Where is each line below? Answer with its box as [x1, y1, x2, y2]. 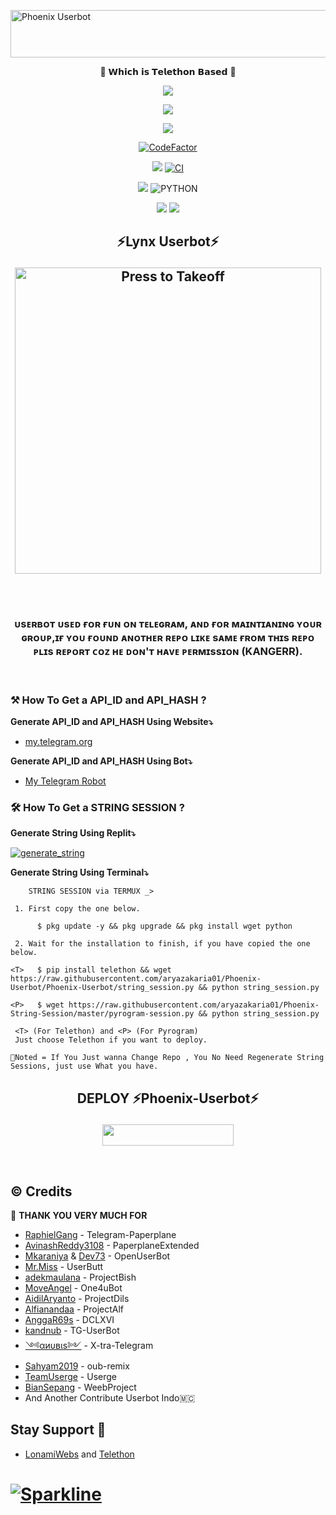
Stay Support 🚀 [10, 1421, 107, 1439]
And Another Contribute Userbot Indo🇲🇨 [24, 1391, 196, 1404]
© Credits [10, 1183, 73, 1200]
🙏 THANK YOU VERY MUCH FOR [10, 1209, 148, 1221]
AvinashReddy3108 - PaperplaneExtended [24, 1239, 200, 1251]
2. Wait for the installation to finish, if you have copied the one [14, 939, 311, 949]
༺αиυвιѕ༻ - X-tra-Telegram [24, 1339, 154, 1351]
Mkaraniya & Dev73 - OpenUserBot [24, 1250, 171, 1262]
